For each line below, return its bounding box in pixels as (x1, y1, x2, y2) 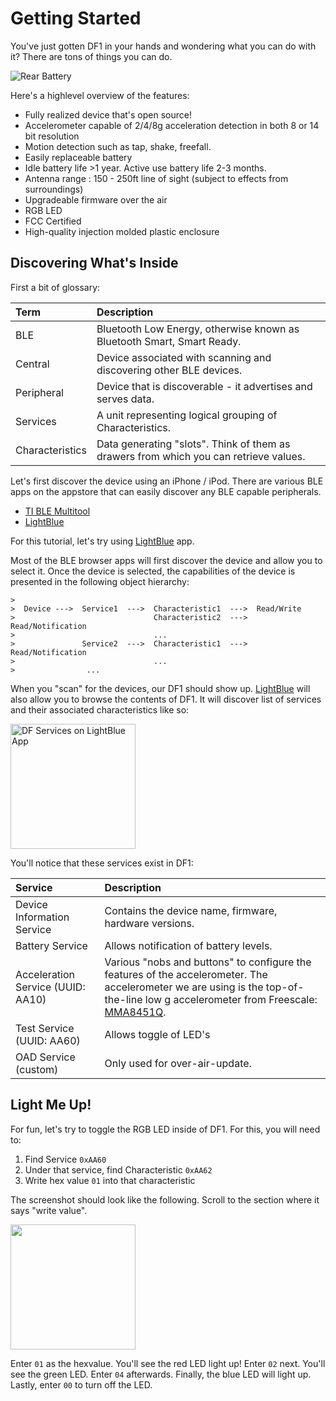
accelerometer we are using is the (104, 980, 264, 994)
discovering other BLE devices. (96, 363, 243, 377)
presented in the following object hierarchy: (10, 575, 190, 587)
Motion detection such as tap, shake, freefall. (24, 140, 212, 152)
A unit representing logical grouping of (96, 408, 278, 422)
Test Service (15, 1021, 75, 1035)
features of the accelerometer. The (104, 967, 268, 981)
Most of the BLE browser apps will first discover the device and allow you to (10, 554, 323, 566)
